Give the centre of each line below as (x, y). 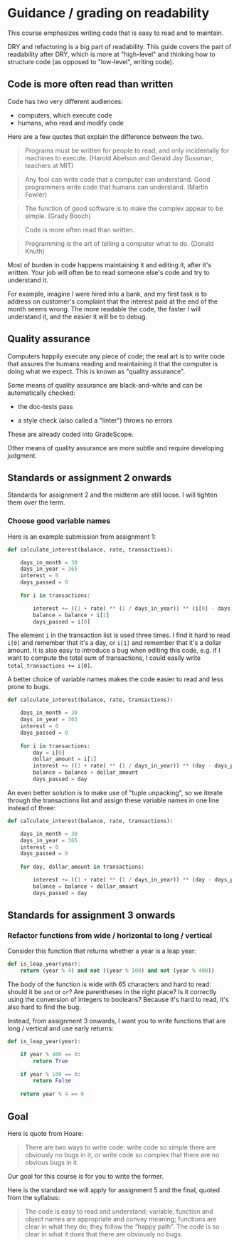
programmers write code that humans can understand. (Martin (116, 187)
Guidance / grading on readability (108, 13)
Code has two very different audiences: (65, 101)
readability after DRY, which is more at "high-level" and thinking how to (111, 54)
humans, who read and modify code (71, 123)
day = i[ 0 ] (49, 753)
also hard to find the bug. (44, 1007)
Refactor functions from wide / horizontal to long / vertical (110, 935)
